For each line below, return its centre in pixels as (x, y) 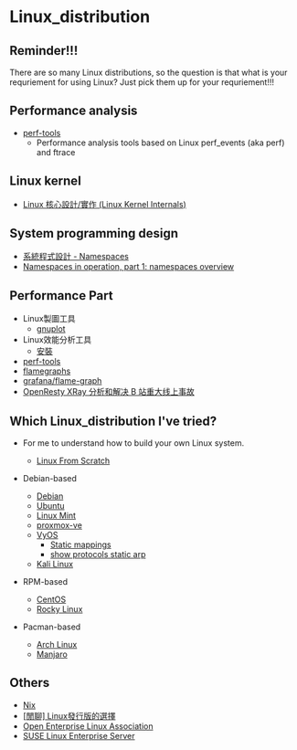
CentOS (51, 599)
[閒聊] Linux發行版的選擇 (69, 715)
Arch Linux (57, 645)
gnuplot (51, 329)
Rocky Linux (59, 609)
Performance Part (61, 296)
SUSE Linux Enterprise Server (79, 735)
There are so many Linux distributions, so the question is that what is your (148, 72)
